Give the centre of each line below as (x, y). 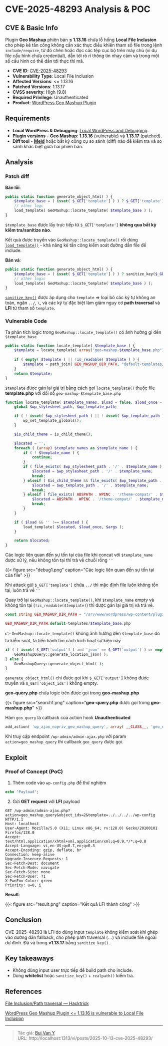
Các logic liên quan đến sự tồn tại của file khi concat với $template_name (79, 555)
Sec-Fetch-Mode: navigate (32, 868)
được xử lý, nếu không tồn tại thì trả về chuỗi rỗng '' (59, 560)
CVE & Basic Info (32, 28)
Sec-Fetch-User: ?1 (25, 876)
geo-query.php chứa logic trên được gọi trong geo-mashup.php (72, 693)
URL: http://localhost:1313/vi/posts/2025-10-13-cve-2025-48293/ (85, 1038)
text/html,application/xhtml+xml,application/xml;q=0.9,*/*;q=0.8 (76, 841)
